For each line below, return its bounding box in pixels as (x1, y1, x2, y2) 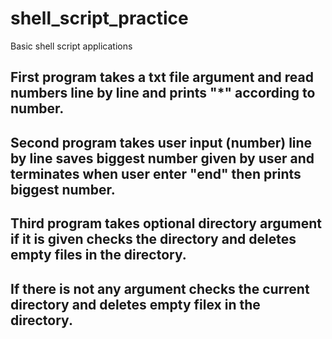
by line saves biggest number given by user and (10, 150, 315, 167)
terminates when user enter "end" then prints (10, 165, 302, 182)
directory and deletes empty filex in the (10, 296, 261, 313)
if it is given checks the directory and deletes (10, 231, 297, 248)
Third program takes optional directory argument (10, 215, 323, 232)
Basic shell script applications (10, 40, 133, 52)
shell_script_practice (10, 7, 189, 30)
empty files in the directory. (10, 247, 187, 264)
